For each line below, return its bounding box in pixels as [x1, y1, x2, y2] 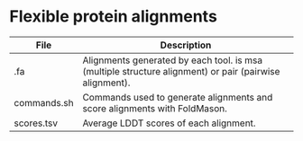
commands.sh [14, 96, 74, 109]
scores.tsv [14, 117, 59, 129]
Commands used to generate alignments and [82, 91, 273, 103]
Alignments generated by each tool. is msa [82, 54, 263, 66]
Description [160, 39, 212, 51]
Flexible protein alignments [9, 6, 218, 27]
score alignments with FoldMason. [82, 101, 228, 114]
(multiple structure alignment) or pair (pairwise [82, 65, 280, 77]
